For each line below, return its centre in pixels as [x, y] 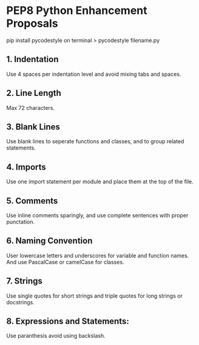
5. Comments [32, 201]
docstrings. [21, 302]
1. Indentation [32, 59]
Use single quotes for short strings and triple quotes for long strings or [95, 296]
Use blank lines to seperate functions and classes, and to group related [95, 142]
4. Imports [26, 167]
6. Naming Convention [49, 241]
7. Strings [24, 281]
